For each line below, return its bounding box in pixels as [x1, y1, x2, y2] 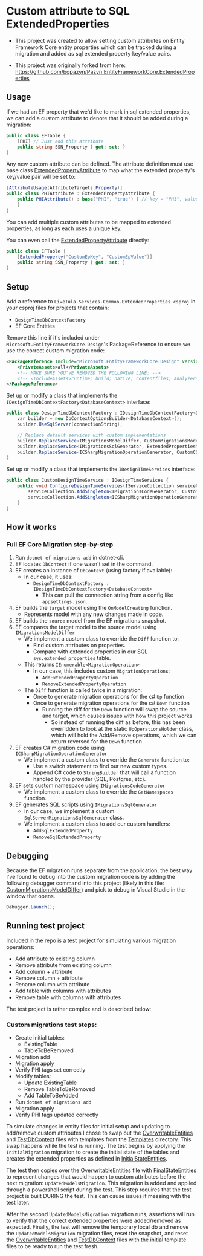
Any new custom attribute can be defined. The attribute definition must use [6, 160, 193, 167]
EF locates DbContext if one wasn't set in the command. [14, 560, 153, 568]
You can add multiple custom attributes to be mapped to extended [6, 218, 171, 225]
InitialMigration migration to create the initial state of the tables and [6, 1148, 179, 1156]
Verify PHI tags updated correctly [14, 1111, 98, 1119]
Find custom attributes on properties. [33, 642, 126, 649]
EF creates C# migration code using [14, 745, 105, 752]
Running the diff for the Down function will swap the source [42, 706, 187, 713]
